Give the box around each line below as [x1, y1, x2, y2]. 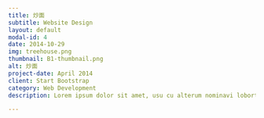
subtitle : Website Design [8, 19, 93, 27]
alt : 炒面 [8, 63, 38, 70]
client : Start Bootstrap [8, 77, 90, 84]
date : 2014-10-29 [8, 41, 65, 48]
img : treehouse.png [8, 48, 72, 55]
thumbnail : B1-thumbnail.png [8, 55, 104, 63]
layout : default [8, 26, 61, 34]
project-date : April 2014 [8, 70, 93, 77]
